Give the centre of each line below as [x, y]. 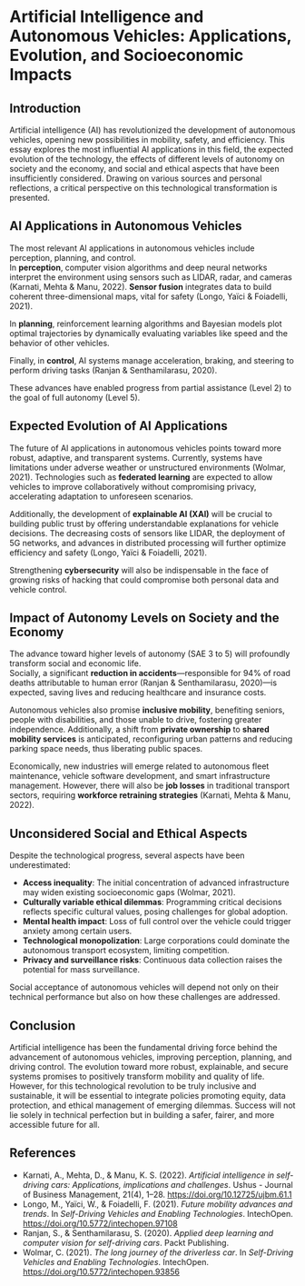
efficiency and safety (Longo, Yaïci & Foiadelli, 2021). [108, 553]
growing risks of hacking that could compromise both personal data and [144, 580]
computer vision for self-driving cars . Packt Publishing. [126, 1242]
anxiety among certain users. [77, 931]
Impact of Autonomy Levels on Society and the [144, 618]
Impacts [41, 75]
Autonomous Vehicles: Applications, [151, 36]
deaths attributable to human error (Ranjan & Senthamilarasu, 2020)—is [143, 683]
